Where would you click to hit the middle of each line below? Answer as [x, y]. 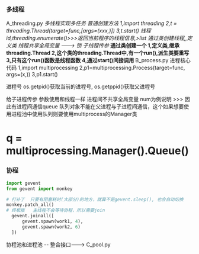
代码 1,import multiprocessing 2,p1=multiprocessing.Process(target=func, [96, 68]
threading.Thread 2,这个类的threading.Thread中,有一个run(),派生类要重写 [98, 53]
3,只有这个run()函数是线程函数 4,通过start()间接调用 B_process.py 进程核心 [98, 60]
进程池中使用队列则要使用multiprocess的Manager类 [74, 114]
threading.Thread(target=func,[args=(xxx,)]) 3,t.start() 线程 [78, 31]
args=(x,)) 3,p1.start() [32, 75]
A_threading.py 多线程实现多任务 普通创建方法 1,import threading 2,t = [92, 23]
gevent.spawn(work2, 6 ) [51, 227]
